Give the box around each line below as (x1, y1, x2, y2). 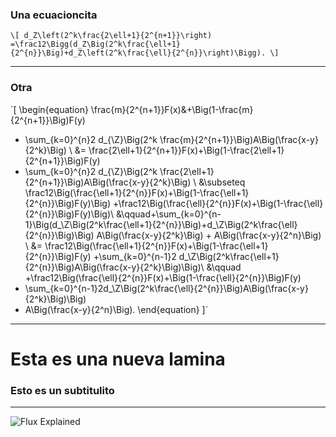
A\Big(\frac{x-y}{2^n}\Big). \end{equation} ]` (24, 303, 209, 315)
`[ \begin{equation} (10, 103, 89, 115)
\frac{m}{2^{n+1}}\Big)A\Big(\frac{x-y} (159, 133, 319, 145)
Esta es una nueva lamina (10, 348, 226, 370)
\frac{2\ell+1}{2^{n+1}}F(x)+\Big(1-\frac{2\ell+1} (88, 144, 285, 156)
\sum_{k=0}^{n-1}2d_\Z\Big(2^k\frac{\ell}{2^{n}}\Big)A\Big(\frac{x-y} (24, 282, 309, 294)
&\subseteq (198, 176, 246, 188)
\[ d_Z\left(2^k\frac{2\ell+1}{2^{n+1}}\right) (10, 31, 213, 41)
